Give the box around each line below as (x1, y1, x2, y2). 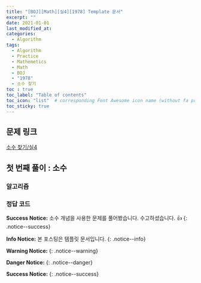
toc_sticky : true (6, 103, 50, 109)
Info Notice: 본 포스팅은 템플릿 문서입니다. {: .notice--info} (6, 235, 146, 242)
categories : (6, 31, 36, 37)
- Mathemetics (11, 59, 47, 64)
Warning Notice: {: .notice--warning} (6, 247, 99, 254)
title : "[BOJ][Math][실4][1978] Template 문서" (6, 8, 124, 15)
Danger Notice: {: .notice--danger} (6, 259, 93, 266)
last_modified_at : (6, 25, 52, 32)
